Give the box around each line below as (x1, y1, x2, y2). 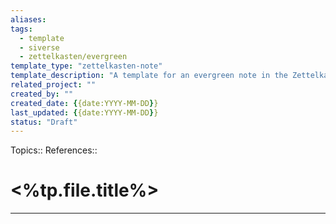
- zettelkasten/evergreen (19, 52, 128, 62)
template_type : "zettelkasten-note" (10, 61, 163, 71)
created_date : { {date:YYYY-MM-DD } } (10, 98, 159, 108)
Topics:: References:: (10, 144, 98, 156)
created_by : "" (10, 89, 74, 99)
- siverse (19, 42, 60, 53)
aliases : (10, 14, 47, 25)
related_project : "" (10, 80, 97, 90)
